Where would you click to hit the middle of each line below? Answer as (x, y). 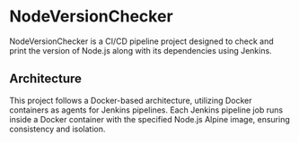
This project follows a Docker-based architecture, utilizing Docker (131, 100)
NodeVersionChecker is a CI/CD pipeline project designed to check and (141, 41)
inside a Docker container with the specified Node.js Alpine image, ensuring (149, 119)
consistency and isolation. (57, 129)
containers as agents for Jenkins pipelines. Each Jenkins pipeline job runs (146, 110)
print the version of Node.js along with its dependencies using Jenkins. (141, 50)
